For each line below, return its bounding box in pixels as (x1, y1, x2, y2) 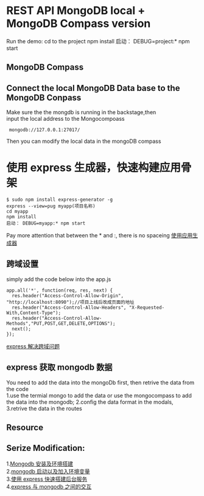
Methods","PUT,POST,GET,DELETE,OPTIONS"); (6, 320, 116, 326)
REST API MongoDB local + (6, 4, 146, 18)
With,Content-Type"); (6, 309, 62, 316)
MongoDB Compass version (6, 16, 151, 31)
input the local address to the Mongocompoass (6, 115, 125, 123)
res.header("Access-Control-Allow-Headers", (12, 304, 127, 311)
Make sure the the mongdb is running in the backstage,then (6, 109, 157, 116)
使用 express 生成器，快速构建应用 (6, 161, 181, 174)
